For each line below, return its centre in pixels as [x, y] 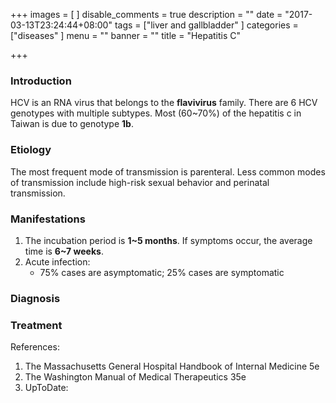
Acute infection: [57, 261]
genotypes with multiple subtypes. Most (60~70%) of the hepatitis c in [156, 113]
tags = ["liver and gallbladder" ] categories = [206, 25]
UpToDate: [46, 388]
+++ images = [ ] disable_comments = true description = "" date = [146, 14]
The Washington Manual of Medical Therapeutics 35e [135, 377]
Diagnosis [35, 298]
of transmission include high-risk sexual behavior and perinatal [140, 182]
